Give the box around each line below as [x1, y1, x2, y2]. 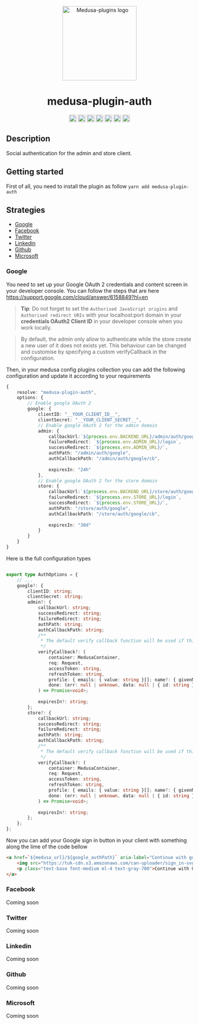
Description [6, 134, 50, 144]
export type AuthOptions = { [6, 571, 78, 578]
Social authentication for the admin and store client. [6, 149, 132, 156]
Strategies [6, 205, 46, 215]
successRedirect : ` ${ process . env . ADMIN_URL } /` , [48, 444, 168, 451]
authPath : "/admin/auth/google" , [48, 450, 131, 456]
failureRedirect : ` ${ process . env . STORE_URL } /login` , [48, 494, 182, 500]
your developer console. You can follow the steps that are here [6, 287, 159, 294]
